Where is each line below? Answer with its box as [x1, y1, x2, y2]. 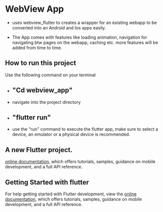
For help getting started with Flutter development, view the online [5, 191, 137, 197]
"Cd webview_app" [12, 86, 73, 94]
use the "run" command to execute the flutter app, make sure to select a [12, 126, 158, 132]
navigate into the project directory [12, 99, 81, 105]
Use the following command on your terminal [5, 72, 96, 78]
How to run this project [5, 59, 76, 67]
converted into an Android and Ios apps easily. [12, 24, 106, 30]
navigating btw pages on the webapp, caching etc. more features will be [12, 39, 158, 45]
